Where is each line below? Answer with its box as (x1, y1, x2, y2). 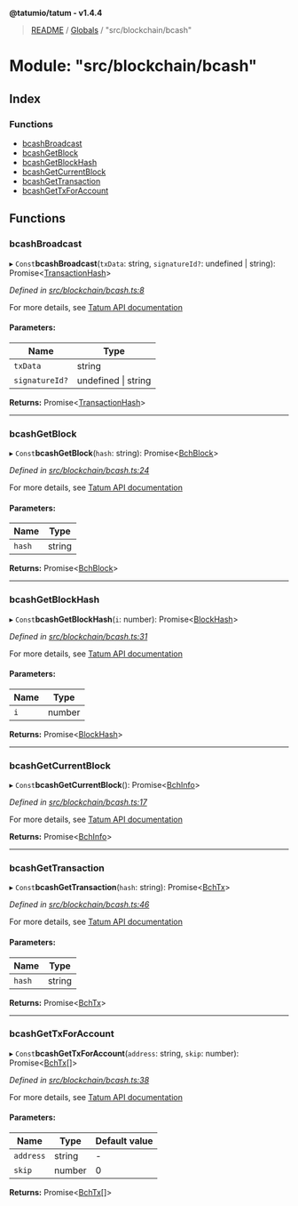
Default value (95, 1135, 153, 1147)
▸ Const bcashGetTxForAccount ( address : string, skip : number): (9, 1048, 239, 1058)
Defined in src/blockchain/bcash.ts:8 (9, 285, 145, 295)
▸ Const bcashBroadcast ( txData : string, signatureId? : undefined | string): (9, 258, 277, 269)
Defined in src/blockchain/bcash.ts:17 (9, 797, 148, 808)
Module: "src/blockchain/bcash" (9, 56, 257, 76)
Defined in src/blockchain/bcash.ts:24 (9, 465, 150, 476)
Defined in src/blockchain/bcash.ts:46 (9, 899, 150, 910)
